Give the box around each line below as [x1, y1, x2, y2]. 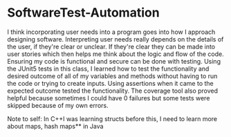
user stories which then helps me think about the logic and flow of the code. [7, 50, 225, 58]
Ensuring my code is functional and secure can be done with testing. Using [7, 57, 221, 65]
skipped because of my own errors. [7, 101, 109, 109]
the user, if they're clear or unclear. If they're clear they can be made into [7, 42, 216, 51]
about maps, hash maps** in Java [7, 122, 104, 130]
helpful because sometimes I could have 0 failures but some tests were [7, 93, 210, 102]
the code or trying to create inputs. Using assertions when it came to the [7, 79, 214, 87]
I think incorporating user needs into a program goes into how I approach [7, 28, 216, 36]
